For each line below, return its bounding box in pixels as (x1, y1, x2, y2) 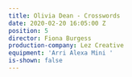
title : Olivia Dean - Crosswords (8, 11, 121, 20)
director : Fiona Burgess (8, 34, 92, 43)
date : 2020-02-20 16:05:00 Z (8, 19, 106, 27)
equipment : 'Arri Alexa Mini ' (8, 49, 113, 57)
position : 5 (8, 26, 48, 34)
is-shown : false (8, 57, 63, 65)
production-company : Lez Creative (8, 42, 125, 50)
